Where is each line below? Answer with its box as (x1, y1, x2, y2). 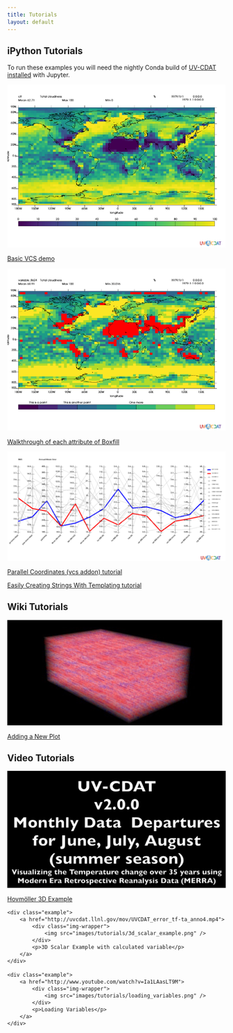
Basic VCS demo (7, 254, 55, 263)
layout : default (7, 18, 54, 26)
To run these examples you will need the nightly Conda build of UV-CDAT (7, 63, 216, 72)
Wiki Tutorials (7, 601, 69, 613)
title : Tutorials (7, 11, 58, 18)
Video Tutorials (7, 752, 75, 764)
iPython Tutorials (7, 45, 83, 57)
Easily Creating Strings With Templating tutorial (7, 581, 142, 589)
